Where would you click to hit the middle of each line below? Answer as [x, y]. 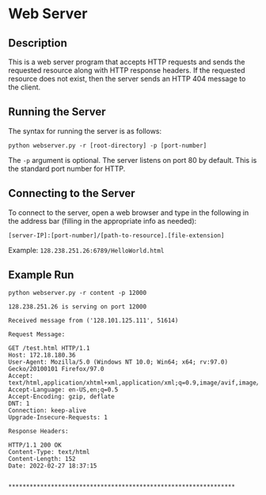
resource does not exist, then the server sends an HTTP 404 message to [127, 79]
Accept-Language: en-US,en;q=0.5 [63, 390]
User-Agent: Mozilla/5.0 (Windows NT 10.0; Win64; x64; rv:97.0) [118, 362]
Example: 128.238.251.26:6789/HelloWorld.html [86, 250]
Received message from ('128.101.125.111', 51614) [93, 321]
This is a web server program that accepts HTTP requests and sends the [127, 62]
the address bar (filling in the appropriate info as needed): [103, 221]
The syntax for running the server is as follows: [85, 130]
